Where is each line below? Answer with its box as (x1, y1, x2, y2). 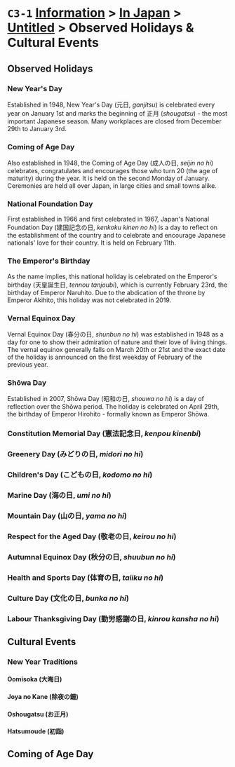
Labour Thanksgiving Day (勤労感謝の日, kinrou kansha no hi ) (7, 613, 220, 623)
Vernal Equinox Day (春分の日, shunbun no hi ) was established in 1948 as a (7, 330, 224, 339)
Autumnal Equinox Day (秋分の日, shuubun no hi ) (7, 552, 176, 562)
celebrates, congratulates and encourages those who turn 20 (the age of (7, 167, 218, 175)
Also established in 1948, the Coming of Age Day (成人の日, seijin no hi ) (7, 159, 214, 168)
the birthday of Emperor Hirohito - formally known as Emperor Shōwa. (7, 410, 210, 419)
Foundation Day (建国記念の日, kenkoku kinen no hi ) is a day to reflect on (7, 223, 218, 232)
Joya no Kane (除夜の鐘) (7, 693, 79, 701)
